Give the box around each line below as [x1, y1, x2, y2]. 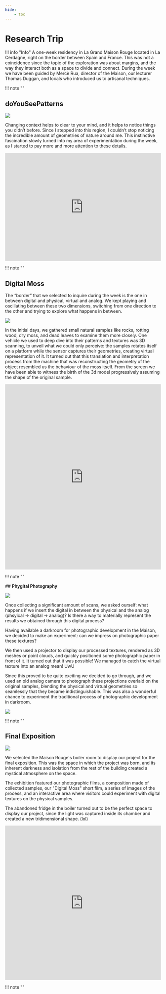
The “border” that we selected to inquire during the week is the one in [5, 293, 147, 299]
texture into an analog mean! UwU [5, 663, 75, 669]
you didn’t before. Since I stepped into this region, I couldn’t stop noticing [5, 127, 155, 133]
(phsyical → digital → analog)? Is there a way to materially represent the [5, 612, 151, 618]
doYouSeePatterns [5, 99, 64, 108]
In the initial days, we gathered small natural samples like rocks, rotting [5, 327, 149, 333]
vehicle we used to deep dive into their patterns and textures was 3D [5, 338, 145, 344]
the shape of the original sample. [5, 374, 72, 381]
